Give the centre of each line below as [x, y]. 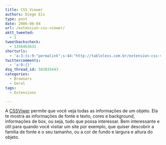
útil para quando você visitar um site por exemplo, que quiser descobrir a [80, 127]
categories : [17, 74]
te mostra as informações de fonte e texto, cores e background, [70, 116]
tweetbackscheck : [23, 42]
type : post [16, 19]
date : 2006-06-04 [23, 24]
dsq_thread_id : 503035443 [32, 70]
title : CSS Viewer [24, 10]
